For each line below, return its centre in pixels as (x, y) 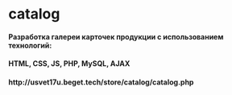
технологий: (30, 45)
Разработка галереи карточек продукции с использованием (116, 36)
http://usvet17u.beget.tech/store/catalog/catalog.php (101, 82)
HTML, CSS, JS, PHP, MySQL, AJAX (69, 64)
